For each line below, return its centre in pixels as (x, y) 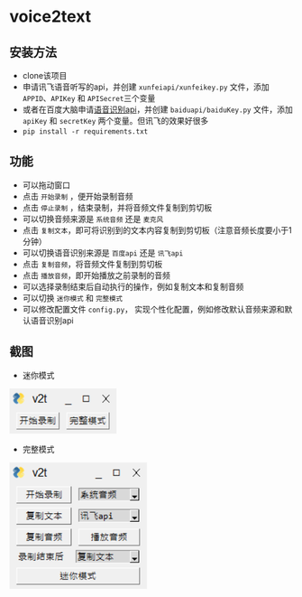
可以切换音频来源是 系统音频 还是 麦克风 (93, 219)
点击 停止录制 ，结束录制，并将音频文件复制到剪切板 (117, 207)
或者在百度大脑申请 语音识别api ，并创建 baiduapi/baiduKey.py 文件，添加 (157, 109)
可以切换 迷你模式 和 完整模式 (73, 298)
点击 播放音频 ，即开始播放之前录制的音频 (96, 275)
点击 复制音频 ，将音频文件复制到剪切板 (92, 264)
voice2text (50, 17)
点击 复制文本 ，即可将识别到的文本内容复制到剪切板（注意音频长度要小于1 (157, 230)
